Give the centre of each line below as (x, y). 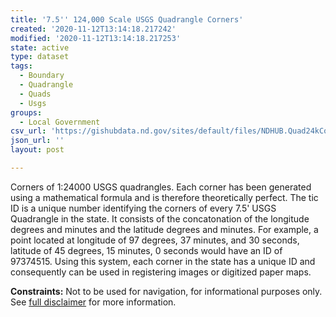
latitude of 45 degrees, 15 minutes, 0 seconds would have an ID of (146, 250)
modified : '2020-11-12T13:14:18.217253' (96, 38)
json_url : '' (37, 141)
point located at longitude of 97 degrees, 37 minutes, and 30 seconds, (155, 240)
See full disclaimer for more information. (93, 302)
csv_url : (28, 131)
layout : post (37, 150)
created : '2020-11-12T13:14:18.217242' (93, 29)
